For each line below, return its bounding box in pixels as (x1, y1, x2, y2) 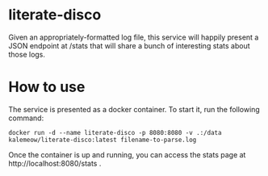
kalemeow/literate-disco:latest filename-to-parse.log (8, 136, 197, 144)
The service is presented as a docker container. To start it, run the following (8, 104, 260, 114)
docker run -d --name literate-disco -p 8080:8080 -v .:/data (8, 128, 222, 136)
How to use (8, 78, 86, 96)
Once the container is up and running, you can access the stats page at (8, 149, 246, 159)
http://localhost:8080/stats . (8, 158, 102, 168)
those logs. (8, 49, 46, 59)
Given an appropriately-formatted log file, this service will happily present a (8, 32, 259, 42)
